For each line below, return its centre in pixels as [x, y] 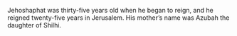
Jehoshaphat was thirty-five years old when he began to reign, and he [110, 10]
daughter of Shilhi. [35, 25]
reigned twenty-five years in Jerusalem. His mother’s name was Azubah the [118, 18]
